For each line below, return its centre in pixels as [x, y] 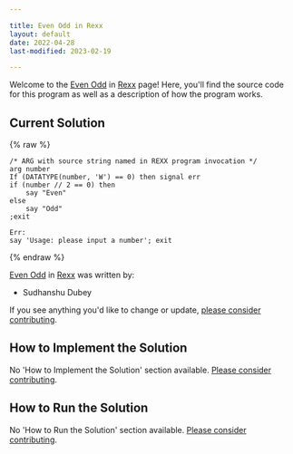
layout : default [40, 34]
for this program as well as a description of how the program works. [136, 94]
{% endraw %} [37, 257]
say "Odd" [44, 209]
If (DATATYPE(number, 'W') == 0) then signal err [105, 178]
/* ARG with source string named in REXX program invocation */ [133, 161]
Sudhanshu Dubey [57, 293]
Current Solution [58, 123]
